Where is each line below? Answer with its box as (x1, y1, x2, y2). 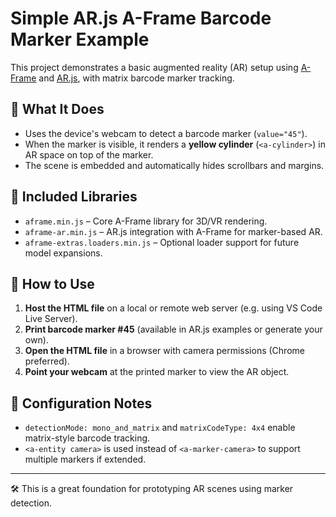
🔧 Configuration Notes (10, 395, 153, 412)
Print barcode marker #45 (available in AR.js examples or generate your (24, 323, 323, 336)
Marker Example (10, 28, 150, 51)
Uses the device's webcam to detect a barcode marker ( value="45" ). (24, 127, 308, 139)
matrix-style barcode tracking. (24, 432, 151, 444)
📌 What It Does (10, 101, 105, 118)
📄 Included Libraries (10, 188, 138, 206)
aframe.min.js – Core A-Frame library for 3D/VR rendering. (24, 215, 268, 227)
